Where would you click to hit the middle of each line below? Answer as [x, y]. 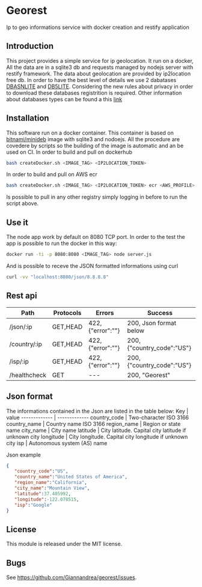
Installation [28, 118]
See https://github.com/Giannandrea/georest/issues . [72, 577]
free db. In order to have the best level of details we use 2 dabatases [91, 80]
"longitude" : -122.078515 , [47, 499]
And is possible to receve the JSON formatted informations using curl [92, 266]
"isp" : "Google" [33, 505]
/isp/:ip [19, 361]
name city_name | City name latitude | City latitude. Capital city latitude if [96, 430]
